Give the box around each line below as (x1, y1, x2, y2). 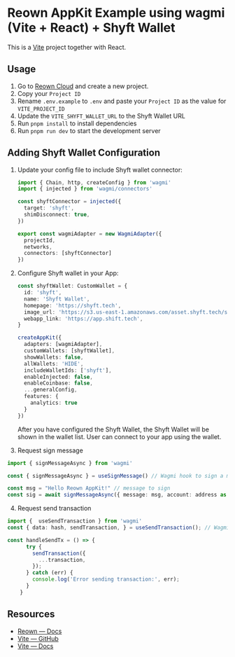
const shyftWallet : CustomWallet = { (17, 282, 128, 290)
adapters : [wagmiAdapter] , (24, 341, 103, 348)
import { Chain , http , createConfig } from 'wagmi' (17, 179, 171, 186)
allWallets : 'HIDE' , (24, 360, 84, 367)
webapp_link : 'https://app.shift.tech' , (24, 315, 143, 322)
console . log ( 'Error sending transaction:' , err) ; (32, 576, 180, 583)
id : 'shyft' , (24, 289, 62, 296)
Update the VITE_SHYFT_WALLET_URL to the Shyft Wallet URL (17, 111, 185, 120)
